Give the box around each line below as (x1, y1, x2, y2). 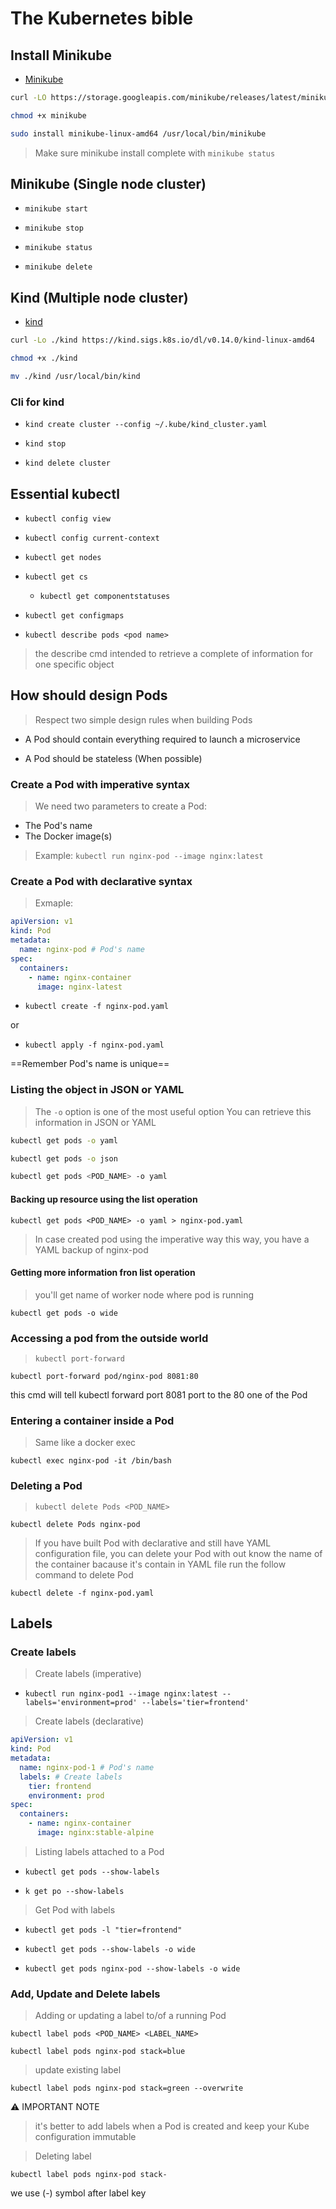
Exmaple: (34, 897, 74, 909)
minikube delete (24, 262, 93, 272)
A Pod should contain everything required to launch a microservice (24, 733, 301, 745)
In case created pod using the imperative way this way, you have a (34, 1233, 310, 1245)
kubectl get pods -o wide (10, 1308, 118, 1318)
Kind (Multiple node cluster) (10, 289, 189, 306)
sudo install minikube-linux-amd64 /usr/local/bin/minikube (10, 128, 267, 139)
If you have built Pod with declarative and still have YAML (34, 1537, 272, 1549)
